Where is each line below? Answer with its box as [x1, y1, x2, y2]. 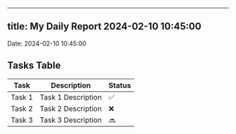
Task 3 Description [39, 115, 102, 125]
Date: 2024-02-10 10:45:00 [7, 39, 86, 48]
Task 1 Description [39, 92, 102, 102]
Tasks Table [7, 60, 61, 72]
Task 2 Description [39, 103, 102, 113]
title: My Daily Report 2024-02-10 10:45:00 [7, 20, 202, 32]
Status [108, 80, 131, 90]
